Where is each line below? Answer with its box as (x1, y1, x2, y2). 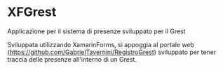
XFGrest (7, 4, 57, 20)
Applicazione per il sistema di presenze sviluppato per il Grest (7, 27, 186, 35)
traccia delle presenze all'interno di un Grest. (7, 55, 137, 63)
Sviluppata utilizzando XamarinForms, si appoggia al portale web (7, 40, 195, 49)
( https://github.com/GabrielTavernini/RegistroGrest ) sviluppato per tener (7, 48, 217, 56)
